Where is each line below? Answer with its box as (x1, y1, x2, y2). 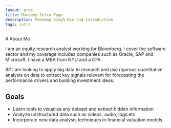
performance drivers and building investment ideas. (5, 77, 115, 83)
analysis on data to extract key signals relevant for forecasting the (5, 72, 144, 78)
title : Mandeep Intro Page (5, 12, 63, 17)
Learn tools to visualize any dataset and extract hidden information (12, 106, 154, 112)
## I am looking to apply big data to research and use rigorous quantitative (5, 67, 163, 73)
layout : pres (5, 7, 33, 13)
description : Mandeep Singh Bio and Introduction (5, 17, 114, 22)
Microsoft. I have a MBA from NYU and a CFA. (5, 57, 102, 63)
